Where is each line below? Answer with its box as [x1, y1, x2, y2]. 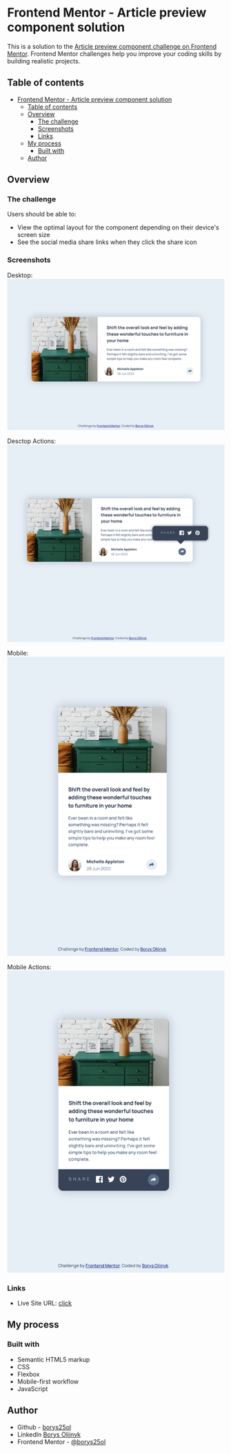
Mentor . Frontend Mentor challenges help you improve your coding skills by [7, 50, 222, 58]
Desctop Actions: [7, 437, 57, 445]
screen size [17, 231, 50, 239]
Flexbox [17, 1370, 40, 1378]
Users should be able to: [7, 210, 77, 219]
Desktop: [7, 271, 33, 279]
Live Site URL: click [17, 1299, 72, 1307]
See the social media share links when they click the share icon [17, 238, 198, 246]
